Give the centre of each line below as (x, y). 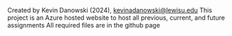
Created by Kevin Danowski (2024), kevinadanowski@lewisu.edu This (110, 10)
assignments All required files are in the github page (84, 25)
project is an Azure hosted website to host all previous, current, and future (116, 18)
